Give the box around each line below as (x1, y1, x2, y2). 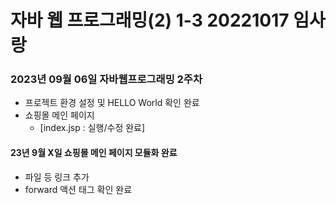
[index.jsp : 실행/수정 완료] (39, 122, 146, 134)
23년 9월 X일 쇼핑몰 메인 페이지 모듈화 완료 (10, 147, 178, 159)
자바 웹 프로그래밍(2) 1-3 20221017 (10, 9, 290, 32)
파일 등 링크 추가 (24, 171, 90, 183)
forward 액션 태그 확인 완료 (24, 183, 133, 195)
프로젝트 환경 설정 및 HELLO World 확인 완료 (24, 97, 200, 109)
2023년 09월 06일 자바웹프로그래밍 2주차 (10, 72, 203, 86)
